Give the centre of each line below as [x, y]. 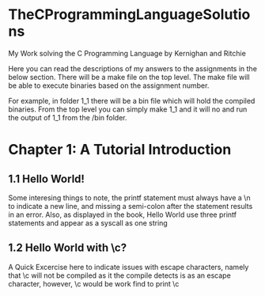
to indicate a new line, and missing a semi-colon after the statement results [131, 206]
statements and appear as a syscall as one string [88, 222]
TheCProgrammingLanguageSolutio [129, 15]
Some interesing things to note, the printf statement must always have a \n [129, 197]
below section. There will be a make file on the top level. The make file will [129, 77]
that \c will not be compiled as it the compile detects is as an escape [119, 275]
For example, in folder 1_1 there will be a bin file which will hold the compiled [132, 101]
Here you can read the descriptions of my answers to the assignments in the [132, 68]
